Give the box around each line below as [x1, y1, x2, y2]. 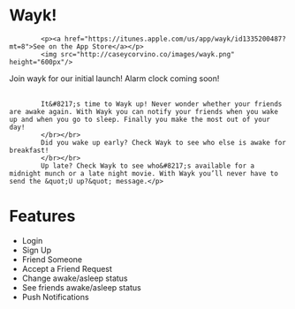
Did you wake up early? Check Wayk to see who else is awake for [41, 138, 287, 147]
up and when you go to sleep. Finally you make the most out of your [9, 115, 271, 124]
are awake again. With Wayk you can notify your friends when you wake [9, 107, 278, 116]
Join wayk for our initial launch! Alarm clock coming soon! [9, 72, 220, 84]
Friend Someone [21, 253, 83, 265]
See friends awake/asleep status [21, 282, 141, 292]
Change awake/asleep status [21, 273, 128, 283]
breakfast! [9, 146, 49, 154]
